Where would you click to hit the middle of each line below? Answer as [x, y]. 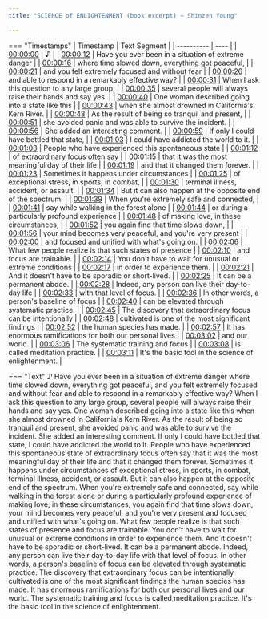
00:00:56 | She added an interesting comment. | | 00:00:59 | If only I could [131, 131]
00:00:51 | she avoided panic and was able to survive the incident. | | [122, 122]
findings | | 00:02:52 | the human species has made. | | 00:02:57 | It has [127, 326]
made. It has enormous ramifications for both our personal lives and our [127, 589]
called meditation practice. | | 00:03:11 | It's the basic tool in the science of [131, 352]
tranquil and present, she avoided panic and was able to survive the [120, 427]
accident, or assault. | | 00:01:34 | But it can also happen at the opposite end [134, 190]
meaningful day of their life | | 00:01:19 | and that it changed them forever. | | [134, 164]
